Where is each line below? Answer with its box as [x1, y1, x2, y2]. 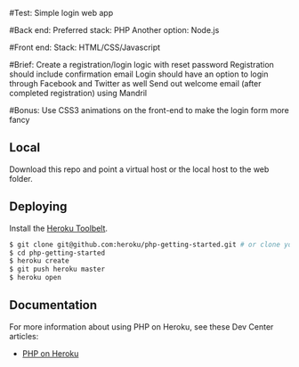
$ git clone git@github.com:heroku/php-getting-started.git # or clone [9, 240, 280, 249]
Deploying [9, 200, 68, 215]
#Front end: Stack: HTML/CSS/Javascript [9, 42, 161, 53]
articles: [9, 330, 39, 341]
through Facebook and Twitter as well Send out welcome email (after [9, 78, 262, 88]
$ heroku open [9, 273, 62, 282]
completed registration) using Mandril [9, 88, 148, 98]
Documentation [9, 298, 98, 313]
